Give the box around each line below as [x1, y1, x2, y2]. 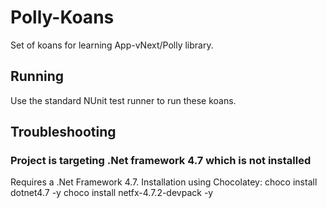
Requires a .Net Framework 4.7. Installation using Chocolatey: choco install [10, 176, 318, 188]
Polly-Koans [10, 6, 115, 29]
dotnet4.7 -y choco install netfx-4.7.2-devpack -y [10, 187, 214, 199]
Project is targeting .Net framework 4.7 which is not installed [10, 154, 312, 168]
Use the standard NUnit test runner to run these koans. [10, 94, 237, 106]
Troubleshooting [10, 124, 117, 141]
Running [10, 68, 65, 85]
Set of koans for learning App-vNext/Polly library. [10, 39, 214, 51]
